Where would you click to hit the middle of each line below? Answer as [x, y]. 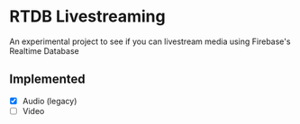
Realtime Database [44, 50]
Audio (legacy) [50, 101]
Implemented [47, 80]
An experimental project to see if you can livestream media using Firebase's [150, 41]
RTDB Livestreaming [87, 17]
